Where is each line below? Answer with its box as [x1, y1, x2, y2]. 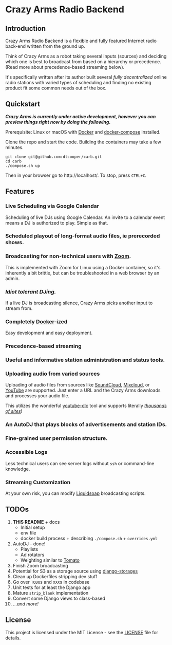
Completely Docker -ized [5, 318, 68, 325]
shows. [5, 239, 24, 246]
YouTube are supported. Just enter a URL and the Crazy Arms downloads [5, 387, 161, 394]
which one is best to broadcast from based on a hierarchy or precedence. [5, 59, 162, 65]
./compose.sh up [5, 163, 40, 168]
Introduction [5, 24, 46, 33]
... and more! [12, 600, 39, 607]
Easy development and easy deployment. [5, 330, 93, 336]
